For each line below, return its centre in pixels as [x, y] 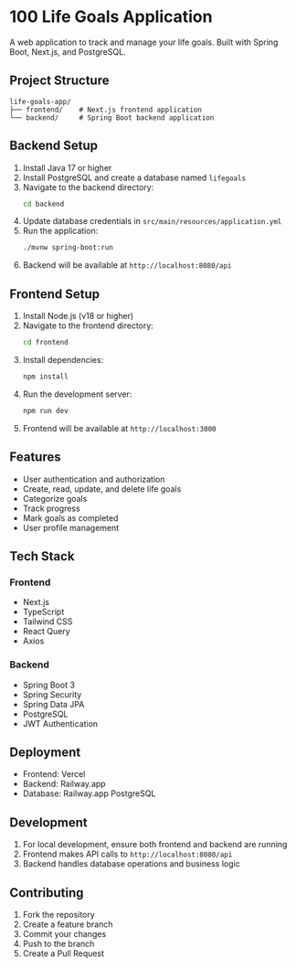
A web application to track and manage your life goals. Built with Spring [144, 42]
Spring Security [52, 694]
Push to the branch [58, 943]
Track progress [51, 508]
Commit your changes [64, 933]
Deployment [45, 752]
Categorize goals [55, 498]
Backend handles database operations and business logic [131, 864]
